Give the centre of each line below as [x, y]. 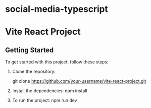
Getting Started [29, 50]
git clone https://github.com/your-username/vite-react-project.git [79, 81]
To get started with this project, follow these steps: [57, 62]
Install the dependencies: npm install [50, 91]
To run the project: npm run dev [45, 101]
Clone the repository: [34, 72]
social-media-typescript [56, 9]
